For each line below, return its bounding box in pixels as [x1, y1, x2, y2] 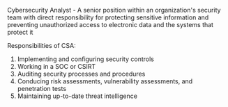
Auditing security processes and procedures [17, 69, 146, 78]
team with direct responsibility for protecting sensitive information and [7, 13, 209, 22]
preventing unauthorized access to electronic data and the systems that [7, 21, 214, 28]
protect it [7, 28, 33, 36]
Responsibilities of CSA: [7, 42, 76, 49]
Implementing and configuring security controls [17, 55, 155, 63]
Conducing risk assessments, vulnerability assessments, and [17, 77, 193, 85]
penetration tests [17, 85, 67, 92]
